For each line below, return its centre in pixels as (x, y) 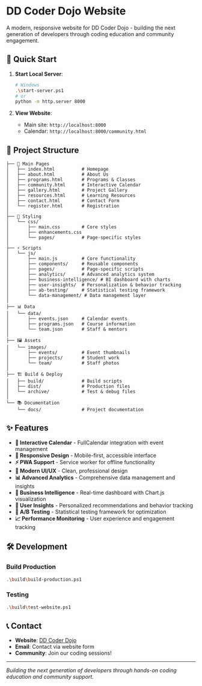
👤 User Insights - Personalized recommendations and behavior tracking (104, 505)
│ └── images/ (26, 348)
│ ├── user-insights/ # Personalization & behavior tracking (94, 285)
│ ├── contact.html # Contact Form (63, 201)
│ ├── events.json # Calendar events (67, 319)
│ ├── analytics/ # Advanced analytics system (80, 275)
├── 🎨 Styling (24, 217)
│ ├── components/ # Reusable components (72, 264)
